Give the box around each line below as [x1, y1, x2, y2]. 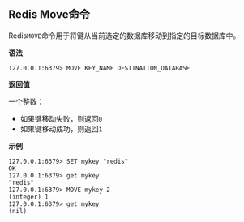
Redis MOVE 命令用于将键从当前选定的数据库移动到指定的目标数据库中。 [8, 31, 241, 41]
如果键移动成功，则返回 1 [19, 124, 103, 134]
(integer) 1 [8, 193, 49, 201]
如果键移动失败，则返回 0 [19, 113, 103, 123]
